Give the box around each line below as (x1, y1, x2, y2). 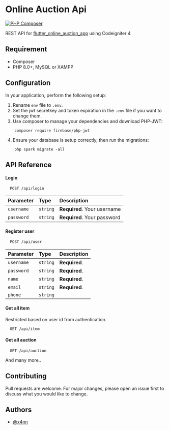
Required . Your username (59, 206, 121, 213)
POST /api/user (10, 239, 42, 244)
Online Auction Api (5, 4, 87, 15)
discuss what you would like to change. (5, 390, 88, 397)
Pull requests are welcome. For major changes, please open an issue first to (5, 385, 164, 391)
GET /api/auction (10, 348, 47, 353)
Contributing (5, 372, 47, 381)
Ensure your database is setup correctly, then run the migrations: (12, 137, 149, 143)
